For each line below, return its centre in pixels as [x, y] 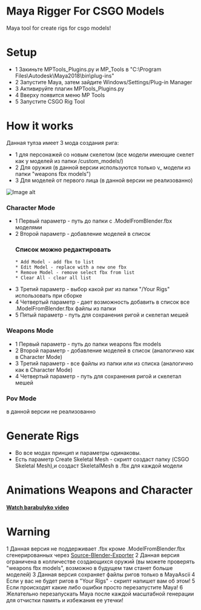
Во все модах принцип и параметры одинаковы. [78, 452]
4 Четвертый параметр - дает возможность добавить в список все [102, 302]
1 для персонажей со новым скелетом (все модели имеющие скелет [104, 154]
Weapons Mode [30, 330]
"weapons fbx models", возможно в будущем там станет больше [90, 568]
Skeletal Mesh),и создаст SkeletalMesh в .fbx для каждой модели [99, 466]
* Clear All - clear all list [53, 278]
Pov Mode [21, 398]
